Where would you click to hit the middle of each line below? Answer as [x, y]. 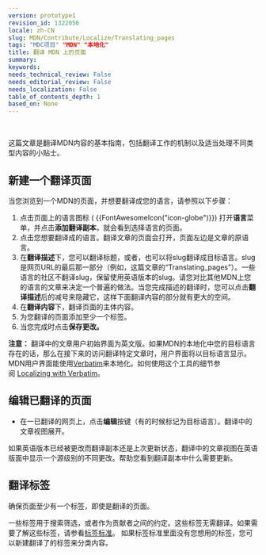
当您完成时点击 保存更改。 [61, 327]
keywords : [25, 67]
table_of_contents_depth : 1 [55, 97]
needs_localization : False [53, 89]
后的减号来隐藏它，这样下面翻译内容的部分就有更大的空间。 [138, 297]
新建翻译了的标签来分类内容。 [63, 542]
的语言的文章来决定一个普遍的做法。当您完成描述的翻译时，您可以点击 [134, 287]
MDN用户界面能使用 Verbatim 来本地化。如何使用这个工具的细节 [111, 363]
